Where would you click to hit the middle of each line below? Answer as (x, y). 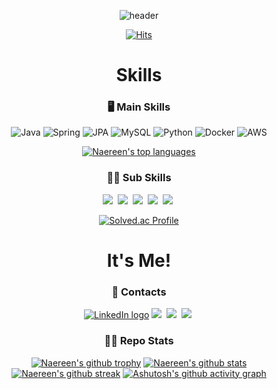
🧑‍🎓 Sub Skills (139, 178)
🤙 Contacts (139, 292)
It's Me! (139, 260)
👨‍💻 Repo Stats (139, 341)
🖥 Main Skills (139, 107)
